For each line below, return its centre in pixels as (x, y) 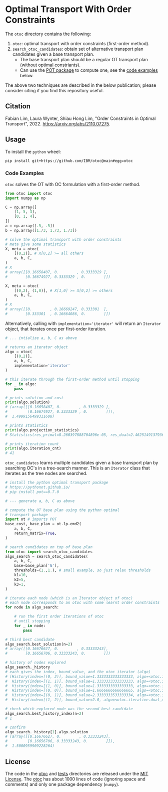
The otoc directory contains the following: (48, 34)
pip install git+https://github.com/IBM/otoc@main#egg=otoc (69, 161)
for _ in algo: (21, 384)
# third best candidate (30, 640)
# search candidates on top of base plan (49, 547)
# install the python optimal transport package (57, 483)
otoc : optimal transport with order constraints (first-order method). (81, 43)
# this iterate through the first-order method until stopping (72, 379)
